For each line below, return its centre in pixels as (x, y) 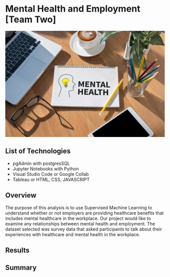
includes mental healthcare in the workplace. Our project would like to (78, 218)
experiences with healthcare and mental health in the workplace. (73, 234)
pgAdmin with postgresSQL (41, 163)
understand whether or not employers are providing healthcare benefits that (84, 213)
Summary (21, 268)
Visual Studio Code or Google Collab (51, 174)
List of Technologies (38, 151)
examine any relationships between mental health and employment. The (80, 223)
